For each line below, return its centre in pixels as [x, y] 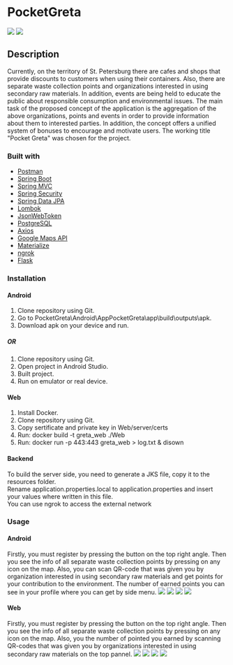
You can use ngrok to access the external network [80, 504]
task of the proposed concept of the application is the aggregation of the [112, 108]
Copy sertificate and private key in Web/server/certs [93, 427]
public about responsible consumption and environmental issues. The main [115, 101]
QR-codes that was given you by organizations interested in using [102, 645]
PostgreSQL [35, 224]
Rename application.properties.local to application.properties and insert [110, 489]
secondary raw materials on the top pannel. [70, 654]
